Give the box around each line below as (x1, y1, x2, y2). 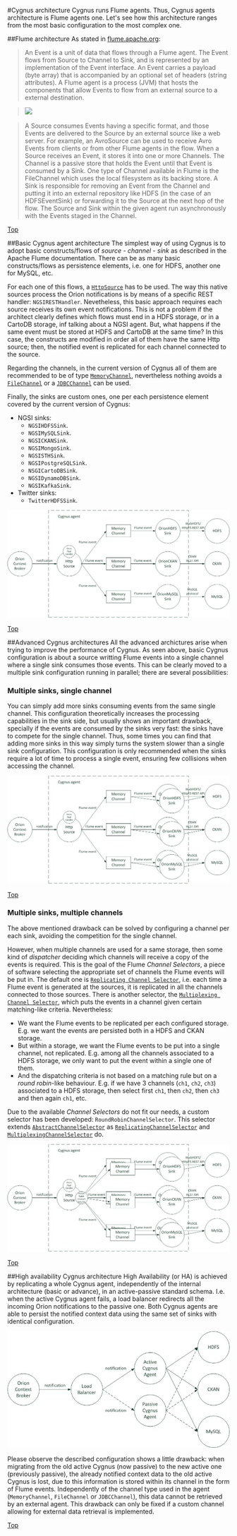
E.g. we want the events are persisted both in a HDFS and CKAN (17, 1026, 205, 1035)
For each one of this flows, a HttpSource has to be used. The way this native (7, 282, 228, 291)
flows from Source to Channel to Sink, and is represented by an (24, 56, 209, 64)
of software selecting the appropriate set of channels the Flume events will (7, 967, 224, 976)
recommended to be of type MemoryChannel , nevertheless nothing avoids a (7, 371, 222, 380)
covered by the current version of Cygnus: (7, 400, 130, 408)
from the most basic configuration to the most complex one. (7, 21, 182, 29)
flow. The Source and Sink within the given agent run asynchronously (24, 204, 227, 212)
